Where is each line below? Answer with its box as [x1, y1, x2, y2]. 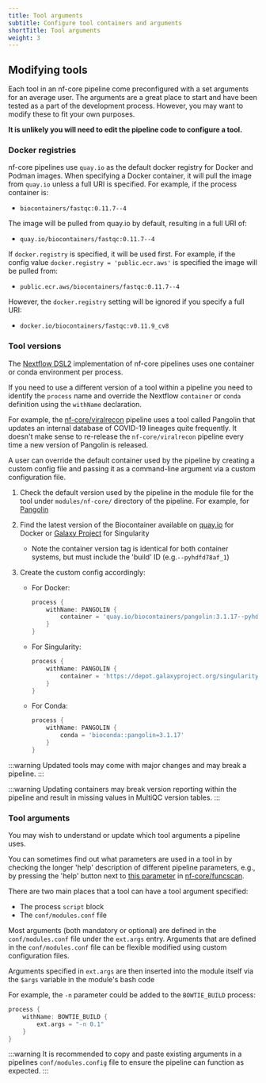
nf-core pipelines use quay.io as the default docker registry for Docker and [8, 163, 253, 172]
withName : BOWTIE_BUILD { [22, 1012, 108, 1020]
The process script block [19, 902, 104, 912]
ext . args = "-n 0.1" [36, 1020, 104, 1028]
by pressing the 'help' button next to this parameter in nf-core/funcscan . [8, 871, 245, 881]
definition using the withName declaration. [8, 399, 142, 409]
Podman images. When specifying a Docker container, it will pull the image [8, 171, 252, 181]
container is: [8, 188, 49, 198]
